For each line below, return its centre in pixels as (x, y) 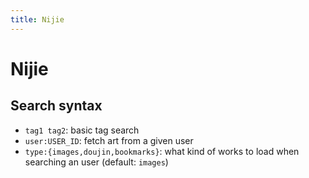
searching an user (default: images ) (96, 162)
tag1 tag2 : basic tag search (82, 130)
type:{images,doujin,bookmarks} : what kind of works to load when (162, 151)
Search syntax (56, 106)
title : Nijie (37, 19)
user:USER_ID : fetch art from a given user (109, 140)
